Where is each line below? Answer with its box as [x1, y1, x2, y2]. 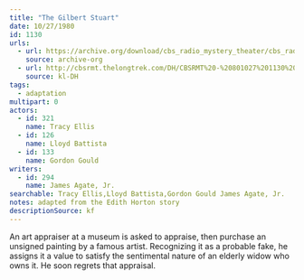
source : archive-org [25, 55, 103, 64]
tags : [9, 80, 30, 89]
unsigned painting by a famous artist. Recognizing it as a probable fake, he [9, 240, 288, 251]
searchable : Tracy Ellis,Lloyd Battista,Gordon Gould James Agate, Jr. [9, 190, 285, 199]
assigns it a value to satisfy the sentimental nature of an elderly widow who [9, 250, 290, 261]
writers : [9, 164, 43, 173]
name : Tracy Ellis [25, 123, 95, 132]
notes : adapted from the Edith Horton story [9, 198, 180, 208]
